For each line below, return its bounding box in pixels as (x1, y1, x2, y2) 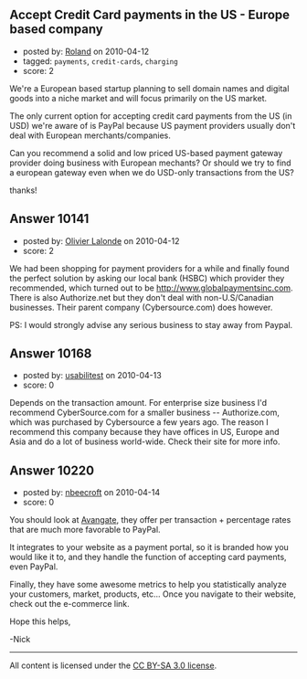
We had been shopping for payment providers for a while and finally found (9, 262, 290, 273)
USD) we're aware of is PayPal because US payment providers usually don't (9, 120, 296, 131)
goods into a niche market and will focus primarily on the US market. (9, 92, 268, 103)
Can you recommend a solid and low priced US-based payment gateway (9, 147, 283, 158)
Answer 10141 (9, 211, 90, 227)
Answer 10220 (9, 462, 94, 478)
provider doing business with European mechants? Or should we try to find (9, 157, 291, 168)
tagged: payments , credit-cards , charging (22, 55, 178, 67)
